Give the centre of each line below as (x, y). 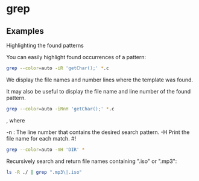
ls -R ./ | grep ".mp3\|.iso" (44, 172)
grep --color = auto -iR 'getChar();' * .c (58, 68)
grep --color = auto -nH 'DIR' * (46, 150)
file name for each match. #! (41, 138)
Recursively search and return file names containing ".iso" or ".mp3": (92, 161)
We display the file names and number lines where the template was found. (100, 80)
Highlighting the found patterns (45, 45)
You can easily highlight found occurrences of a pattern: (76, 57)
